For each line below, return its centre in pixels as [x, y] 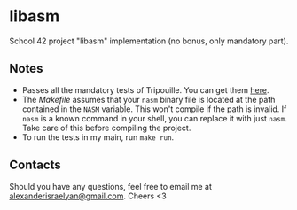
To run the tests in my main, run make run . [98, 137]
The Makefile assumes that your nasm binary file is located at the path [148, 99]
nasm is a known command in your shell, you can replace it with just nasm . [155, 118]
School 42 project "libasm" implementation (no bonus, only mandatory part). [149, 41]
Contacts [35, 165]
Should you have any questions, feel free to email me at [111, 186]
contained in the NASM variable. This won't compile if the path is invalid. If [154, 109]
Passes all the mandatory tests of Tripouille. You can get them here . [145, 89]
